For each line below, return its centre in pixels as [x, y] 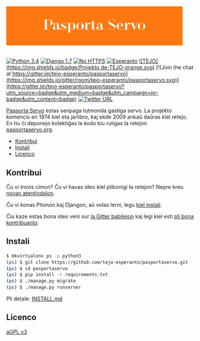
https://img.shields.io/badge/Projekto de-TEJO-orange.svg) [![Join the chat [101, 67]
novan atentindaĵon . [30, 193]
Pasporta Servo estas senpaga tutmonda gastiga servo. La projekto [89, 111]
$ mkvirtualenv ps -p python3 [44, 256]
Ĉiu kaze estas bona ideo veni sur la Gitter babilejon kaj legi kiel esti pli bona [100, 216]
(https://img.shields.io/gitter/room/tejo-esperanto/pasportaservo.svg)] [93, 80]
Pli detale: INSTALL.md [34, 299]
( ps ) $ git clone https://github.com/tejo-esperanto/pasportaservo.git [97, 262]
